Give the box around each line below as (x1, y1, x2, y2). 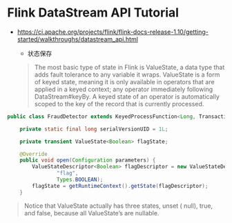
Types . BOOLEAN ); (56, 176, 104, 184)
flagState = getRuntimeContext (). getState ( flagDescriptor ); (32, 182, 209, 189)
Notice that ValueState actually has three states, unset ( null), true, (23, 202, 213, 210)
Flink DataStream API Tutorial (7, 5, 180, 21)
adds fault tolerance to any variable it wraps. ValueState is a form (34, 70, 220, 79)
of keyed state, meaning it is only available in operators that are (34, 77, 215, 86)
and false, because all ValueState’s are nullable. (23, 209, 159, 217)
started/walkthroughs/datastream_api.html (17, 35, 138, 43)
